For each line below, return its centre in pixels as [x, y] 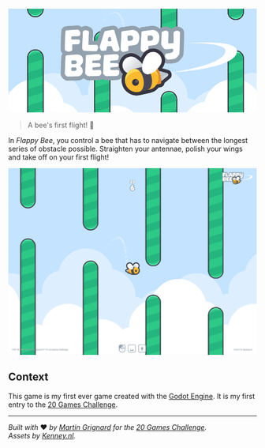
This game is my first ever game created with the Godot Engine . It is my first [132, 396]
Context [28, 377]
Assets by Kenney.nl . [42, 435]
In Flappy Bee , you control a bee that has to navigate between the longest [128, 140]
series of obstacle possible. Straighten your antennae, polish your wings [125, 149]
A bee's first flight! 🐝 [61, 125]
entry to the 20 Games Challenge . [63, 405]
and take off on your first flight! [59, 157]
